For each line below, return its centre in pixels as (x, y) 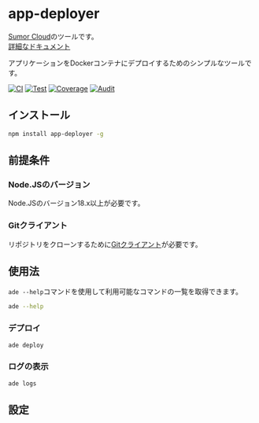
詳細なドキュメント (39, 46)
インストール (39, 115)
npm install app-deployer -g (56, 134)
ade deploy (26, 345)
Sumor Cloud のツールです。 (53, 36)
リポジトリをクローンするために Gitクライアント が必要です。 (105, 244)
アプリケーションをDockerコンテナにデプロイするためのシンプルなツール (127, 63)
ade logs (22, 383)
